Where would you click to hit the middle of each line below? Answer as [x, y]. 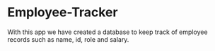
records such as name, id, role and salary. [68, 39]
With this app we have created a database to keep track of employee [107, 32]
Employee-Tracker [63, 12]
